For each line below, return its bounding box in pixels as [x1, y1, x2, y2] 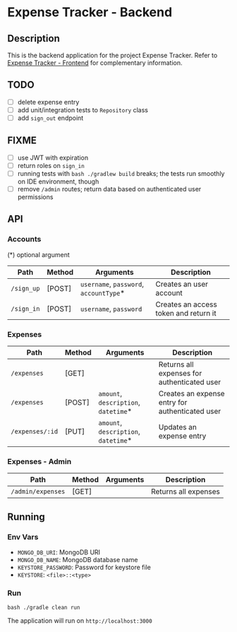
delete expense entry [17, 97, 80, 106]
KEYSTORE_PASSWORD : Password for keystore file [17, 563, 152, 572]
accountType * [80, 287, 126, 297]
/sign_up [11, 284, 40, 292]
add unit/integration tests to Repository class [17, 105, 148, 114]
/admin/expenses [11, 488, 66, 496]
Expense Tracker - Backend [7, 4, 173, 20]
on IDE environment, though [17, 177, 99, 186]
